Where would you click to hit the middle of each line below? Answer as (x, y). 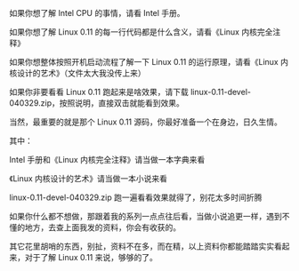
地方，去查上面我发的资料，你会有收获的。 (102, 227)
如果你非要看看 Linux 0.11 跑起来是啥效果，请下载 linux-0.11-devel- (130, 92)
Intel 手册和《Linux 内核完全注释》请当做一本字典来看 (107, 159)
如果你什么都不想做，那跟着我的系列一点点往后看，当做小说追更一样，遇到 (145, 216)
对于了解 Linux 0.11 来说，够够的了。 (91, 257)
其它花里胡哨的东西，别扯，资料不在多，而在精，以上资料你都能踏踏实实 (141, 246)
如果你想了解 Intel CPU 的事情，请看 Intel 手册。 (97, 13)
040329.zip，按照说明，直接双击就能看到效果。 (97, 103)
